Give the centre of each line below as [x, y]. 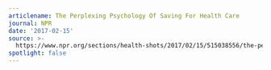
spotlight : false [38, 53]
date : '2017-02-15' [41, 31]
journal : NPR [30, 23]
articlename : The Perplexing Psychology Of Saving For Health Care [124, 16]
